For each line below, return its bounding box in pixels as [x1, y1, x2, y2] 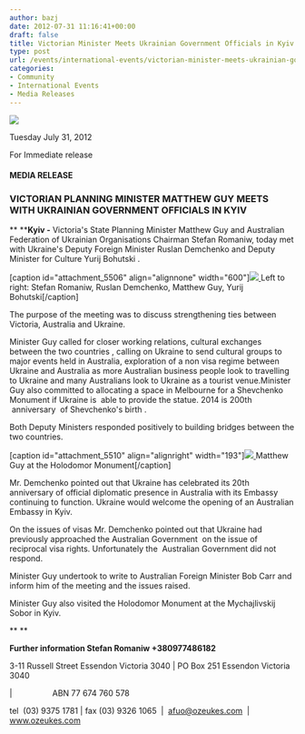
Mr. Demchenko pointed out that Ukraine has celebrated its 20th [9, 478, 250, 488]
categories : [9, 65, 54, 74]
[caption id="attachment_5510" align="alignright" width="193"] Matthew [9, 450, 289, 461]
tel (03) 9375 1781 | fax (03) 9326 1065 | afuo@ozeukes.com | [9, 706, 251, 717]
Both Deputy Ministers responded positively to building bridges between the [9, 422, 295, 433]
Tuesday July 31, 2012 [9, 131, 93, 142]
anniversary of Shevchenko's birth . [11, 404, 147, 415]
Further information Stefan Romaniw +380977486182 [9, 643, 216, 654]
